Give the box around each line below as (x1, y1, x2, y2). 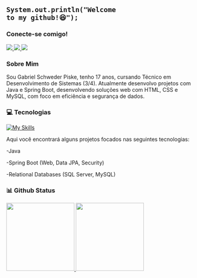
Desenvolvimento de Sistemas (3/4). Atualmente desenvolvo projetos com (6, 79, 192, 87)
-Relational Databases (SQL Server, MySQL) (6, 171, 116, 178)
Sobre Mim (6, 59, 39, 68)
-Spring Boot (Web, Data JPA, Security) (6, 159, 105, 166)
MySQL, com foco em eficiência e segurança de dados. (6, 92, 145, 100)
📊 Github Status (6, 186, 56, 195)
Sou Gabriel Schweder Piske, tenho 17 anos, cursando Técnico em (6, 73, 171, 80)
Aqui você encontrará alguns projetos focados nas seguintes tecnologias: (6, 136, 190, 143)
